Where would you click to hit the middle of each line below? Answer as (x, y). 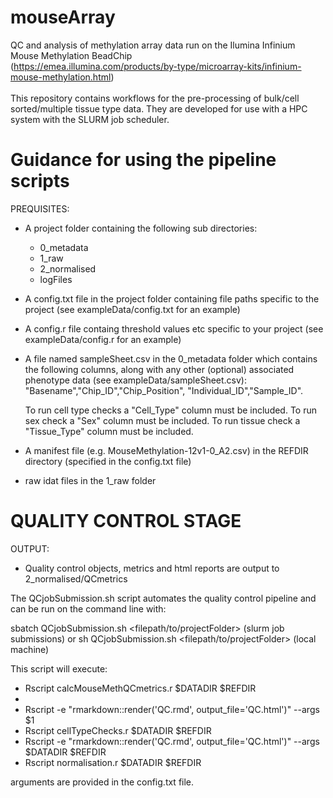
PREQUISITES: (40, 208)
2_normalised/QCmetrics (76, 578)
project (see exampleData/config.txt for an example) (132, 309)
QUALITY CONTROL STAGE (126, 521)
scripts (40, 181)
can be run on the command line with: (88, 608)
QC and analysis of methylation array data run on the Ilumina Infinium (153, 45)
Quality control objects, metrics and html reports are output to (152, 568)
